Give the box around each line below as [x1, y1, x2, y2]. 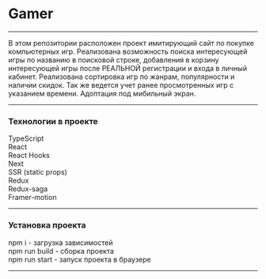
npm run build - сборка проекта [8, 246, 115, 255]
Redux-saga [8, 184, 48, 194]
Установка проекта [8, 220, 86, 231]
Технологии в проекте [8, 115, 99, 126]
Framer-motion [8, 193, 57, 202]
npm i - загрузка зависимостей [8, 238, 113, 247]
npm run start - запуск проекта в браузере [8, 254, 152, 264]
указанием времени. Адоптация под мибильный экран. [8, 89, 196, 98]
